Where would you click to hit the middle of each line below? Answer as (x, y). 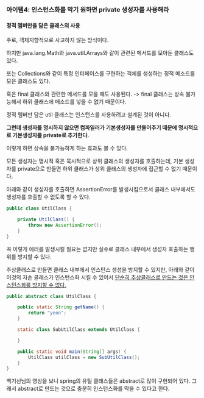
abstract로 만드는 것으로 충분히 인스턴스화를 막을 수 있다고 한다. (93, 389)
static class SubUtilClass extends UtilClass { (79, 330)
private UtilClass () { (46, 219)
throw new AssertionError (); (65, 225)
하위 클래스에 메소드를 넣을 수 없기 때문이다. (74, 102)
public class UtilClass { (39, 208)
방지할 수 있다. (34, 257)
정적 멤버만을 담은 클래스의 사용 (43, 25)
